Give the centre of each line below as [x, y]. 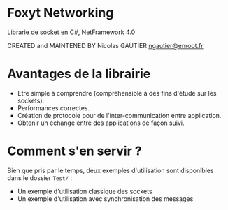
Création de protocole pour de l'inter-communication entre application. [119, 115]
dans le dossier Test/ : [40, 178]
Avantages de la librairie [79, 74]
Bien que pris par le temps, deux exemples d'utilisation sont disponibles [111, 170]
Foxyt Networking [60, 13]
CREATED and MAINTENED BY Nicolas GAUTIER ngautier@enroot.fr [106, 45]
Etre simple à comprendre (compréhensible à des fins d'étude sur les [117, 93]
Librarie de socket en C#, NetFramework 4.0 [71, 32]
